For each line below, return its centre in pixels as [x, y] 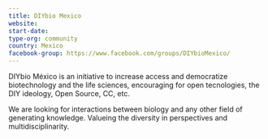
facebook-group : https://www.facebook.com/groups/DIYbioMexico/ [119, 53]
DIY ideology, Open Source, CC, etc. [69, 93]
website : [23, 23]
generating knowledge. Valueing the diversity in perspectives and [118, 118]
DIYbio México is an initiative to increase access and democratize [118, 76]
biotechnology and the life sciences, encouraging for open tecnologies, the [134, 85]
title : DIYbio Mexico [45, 16]
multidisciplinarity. [39, 126]
